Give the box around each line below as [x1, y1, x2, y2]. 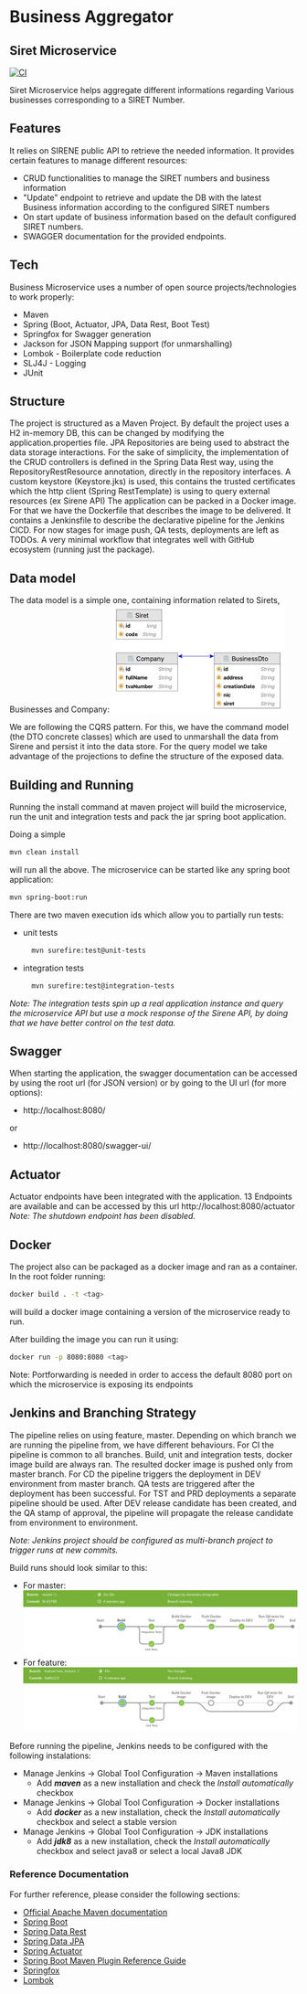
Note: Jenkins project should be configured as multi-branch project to [9, 1534, 274, 1545]
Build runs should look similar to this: [9, 1562, 148, 1573]
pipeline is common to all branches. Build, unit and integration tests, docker [9, 1448, 293, 1459]
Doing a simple [9, 829, 66, 840]
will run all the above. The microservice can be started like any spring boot [9, 864, 291, 875]
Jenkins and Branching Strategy [9, 1405, 196, 1421]
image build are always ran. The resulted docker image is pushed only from [9, 1458, 293, 1469]
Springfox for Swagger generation [22, 328, 152, 339]
